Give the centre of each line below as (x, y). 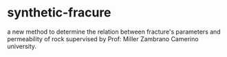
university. (22, 46)
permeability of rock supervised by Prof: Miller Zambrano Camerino (103, 38)
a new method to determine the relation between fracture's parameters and (114, 32)
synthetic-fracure (59, 13)
